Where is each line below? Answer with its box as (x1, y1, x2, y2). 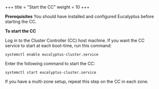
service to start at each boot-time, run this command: (5, 43, 112, 48)
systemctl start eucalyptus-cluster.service (5, 70, 96, 75)
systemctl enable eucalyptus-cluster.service (5, 52, 98, 57)
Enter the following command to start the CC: (5, 61, 95, 66)
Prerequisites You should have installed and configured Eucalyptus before (5, 14, 154, 19)
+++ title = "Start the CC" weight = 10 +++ (5, 4, 90, 10)
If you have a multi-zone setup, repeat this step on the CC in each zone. (5, 79, 149, 84)
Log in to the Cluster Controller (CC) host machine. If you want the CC (5, 37, 145, 43)
